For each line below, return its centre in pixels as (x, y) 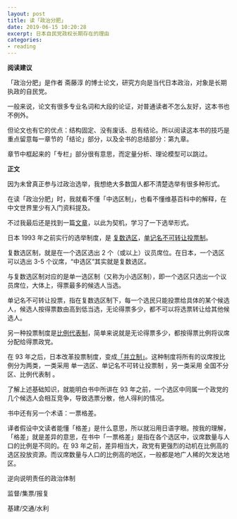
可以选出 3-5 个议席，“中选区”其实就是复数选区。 (79, 261)
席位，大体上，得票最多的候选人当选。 (69, 285)
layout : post (26, 14)
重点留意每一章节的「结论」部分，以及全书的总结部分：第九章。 (100, 139)
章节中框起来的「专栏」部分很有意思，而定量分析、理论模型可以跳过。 (109, 154)
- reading (22, 47)
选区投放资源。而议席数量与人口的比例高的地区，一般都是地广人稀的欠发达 (115, 454)
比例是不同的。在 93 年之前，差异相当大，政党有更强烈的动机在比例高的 (124, 446)
